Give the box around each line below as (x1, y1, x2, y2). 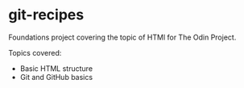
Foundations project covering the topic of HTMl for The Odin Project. (8, 32, 237, 42)
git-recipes (8, 6, 85, 24)
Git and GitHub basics (19, 72, 93, 82)
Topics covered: (8, 48, 62, 57)
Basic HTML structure (19, 63, 93, 73)
